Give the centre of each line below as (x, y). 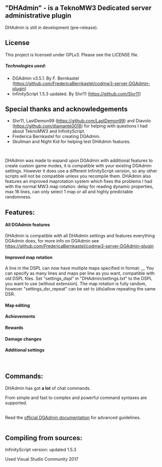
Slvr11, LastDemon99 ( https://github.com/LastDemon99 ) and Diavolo (81, 121)
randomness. (18, 197)
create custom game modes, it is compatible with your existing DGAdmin (78, 166)
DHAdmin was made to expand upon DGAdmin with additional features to (79, 160)
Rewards (14, 328)
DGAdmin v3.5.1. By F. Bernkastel (46, 78)
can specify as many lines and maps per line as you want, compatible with (80, 273)
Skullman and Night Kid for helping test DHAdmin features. (71, 142)
